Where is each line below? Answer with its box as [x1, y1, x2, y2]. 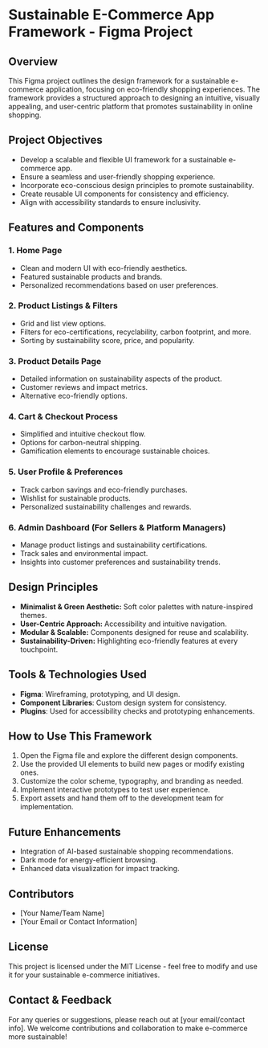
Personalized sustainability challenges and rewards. [19, 501, 192, 511]
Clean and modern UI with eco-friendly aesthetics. [19, 263, 188, 272]
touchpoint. [19, 645, 59, 654]
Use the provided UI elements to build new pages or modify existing [19, 759, 245, 769]
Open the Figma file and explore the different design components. [19, 751, 238, 760]
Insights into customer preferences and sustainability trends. [19, 557, 221, 567]
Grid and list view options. [19, 318, 107, 328]
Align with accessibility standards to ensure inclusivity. [19, 197, 201, 207]
